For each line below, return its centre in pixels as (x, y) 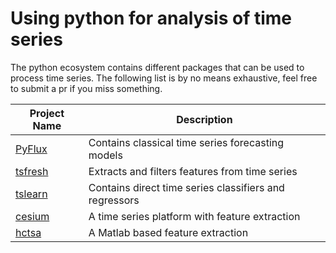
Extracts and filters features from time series (193, 171)
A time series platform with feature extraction (194, 216)
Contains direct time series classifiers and (186, 187)
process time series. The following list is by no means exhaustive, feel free (164, 78)
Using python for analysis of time (151, 18)
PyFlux (31, 149)
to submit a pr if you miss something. (86, 88)
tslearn (31, 194)
